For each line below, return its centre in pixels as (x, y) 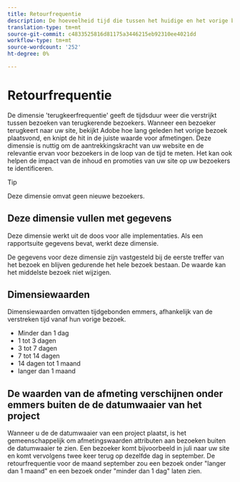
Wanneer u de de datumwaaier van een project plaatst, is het (97, 433)
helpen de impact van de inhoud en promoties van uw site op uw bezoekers (119, 161)
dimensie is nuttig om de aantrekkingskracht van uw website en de (106, 145)
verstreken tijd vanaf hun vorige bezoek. (67, 319)
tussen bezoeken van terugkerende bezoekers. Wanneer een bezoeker (112, 123)
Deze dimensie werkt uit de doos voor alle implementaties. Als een (105, 236)
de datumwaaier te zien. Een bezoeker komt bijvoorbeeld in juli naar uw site (119, 448)
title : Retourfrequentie (44, 14)
